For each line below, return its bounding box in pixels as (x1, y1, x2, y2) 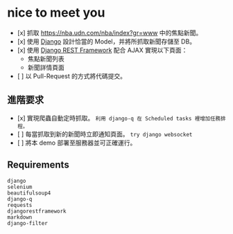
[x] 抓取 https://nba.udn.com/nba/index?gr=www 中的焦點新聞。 (17, 28, 202, 37)
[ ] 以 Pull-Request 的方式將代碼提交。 (17, 71, 127, 80)
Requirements (7, 159, 69, 171)
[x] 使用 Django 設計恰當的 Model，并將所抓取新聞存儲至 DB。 (17, 37, 196, 46)
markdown (7, 213, 33, 221)
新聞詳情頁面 (27, 63, 64, 71)
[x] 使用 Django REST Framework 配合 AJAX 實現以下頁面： (17, 46, 188, 54)
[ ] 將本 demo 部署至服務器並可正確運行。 (17, 138, 137, 147)
